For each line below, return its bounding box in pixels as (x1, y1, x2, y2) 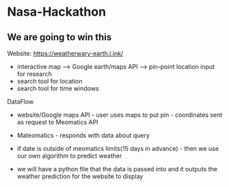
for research (16, 70, 53, 78)
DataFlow (7, 98, 34, 106)
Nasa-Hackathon (7, 4, 107, 20)
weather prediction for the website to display (16, 172, 144, 180)
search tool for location (16, 77, 83, 85)
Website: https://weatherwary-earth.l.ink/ (7, 49, 124, 57)
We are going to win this (7, 31, 112, 43)
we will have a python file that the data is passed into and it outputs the (16, 165, 217, 173)
